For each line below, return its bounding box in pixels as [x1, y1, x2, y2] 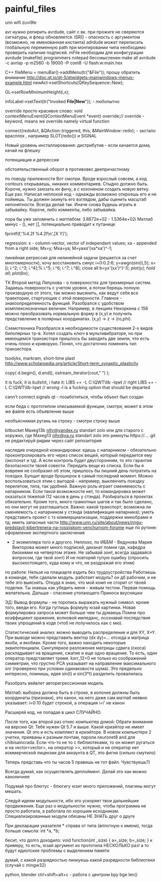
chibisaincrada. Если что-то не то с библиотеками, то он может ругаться [5, 739, 155, 745]
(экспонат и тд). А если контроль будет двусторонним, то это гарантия [5, 457, 152, 463]
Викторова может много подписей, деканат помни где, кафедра [12, 544, 146, 550]
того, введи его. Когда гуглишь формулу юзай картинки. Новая [5, 604, 136, 610]
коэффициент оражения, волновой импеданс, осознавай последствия [5, 615, 151, 620]
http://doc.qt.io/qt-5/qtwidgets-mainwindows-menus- [26, 74, 134, 80]
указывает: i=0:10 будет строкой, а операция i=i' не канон [5, 700, 125, 706]
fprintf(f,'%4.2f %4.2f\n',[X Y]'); [5, 230, 69, 236]
